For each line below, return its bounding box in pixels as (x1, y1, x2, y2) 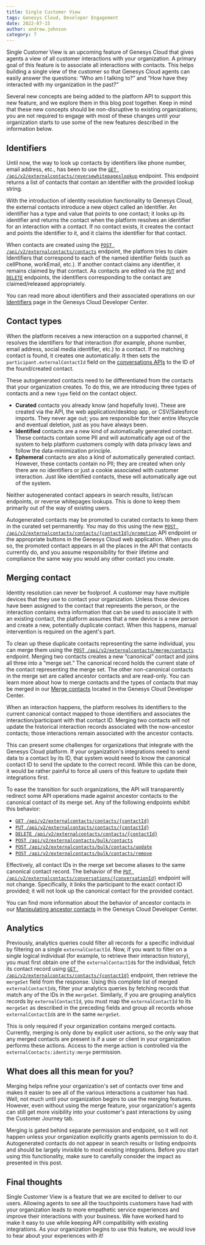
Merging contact (6, 572, 71, 583)
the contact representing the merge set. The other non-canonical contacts (6, 665, 193, 673)
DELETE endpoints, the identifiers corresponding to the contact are (6, 273, 171, 281)
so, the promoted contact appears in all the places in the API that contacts (6, 542, 193, 549)
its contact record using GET (6, 965, 76, 973)
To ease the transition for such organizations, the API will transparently (6, 786, 184, 793)
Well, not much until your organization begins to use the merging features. (6, 1095, 193, 1103)
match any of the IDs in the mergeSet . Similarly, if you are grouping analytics (6, 991, 196, 999)
